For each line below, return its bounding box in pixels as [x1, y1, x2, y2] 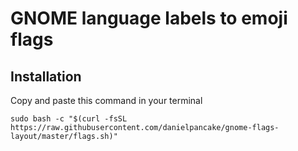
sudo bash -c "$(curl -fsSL [10, 114, 128, 124]
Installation [10, 68, 82, 85]
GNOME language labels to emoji [10, 7, 288, 30]
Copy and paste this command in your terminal [10, 95, 203, 106]
